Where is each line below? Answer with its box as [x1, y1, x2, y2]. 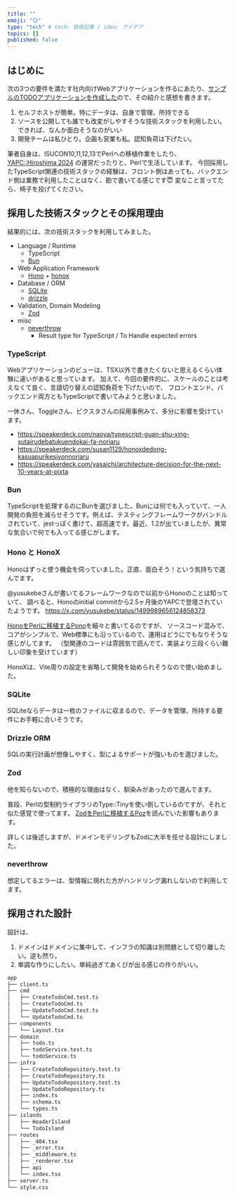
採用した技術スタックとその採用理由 [7, 207, 164, 219]
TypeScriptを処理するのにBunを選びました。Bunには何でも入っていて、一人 [7, 501, 227, 511]
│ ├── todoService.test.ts [7, 1047, 93, 1054]
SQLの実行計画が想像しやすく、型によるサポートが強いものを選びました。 [7, 750, 222, 759]
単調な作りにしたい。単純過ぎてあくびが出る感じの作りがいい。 [17, 960, 202, 968]
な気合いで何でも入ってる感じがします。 [7, 528, 123, 537]
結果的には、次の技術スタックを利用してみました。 [7, 227, 155, 236]
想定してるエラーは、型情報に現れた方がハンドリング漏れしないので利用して [7, 876, 229, 885]
